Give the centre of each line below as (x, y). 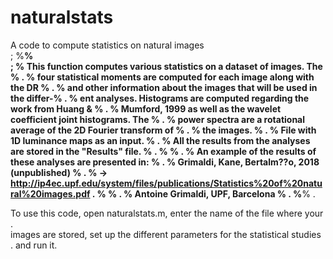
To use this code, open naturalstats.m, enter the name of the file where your (167, 213)
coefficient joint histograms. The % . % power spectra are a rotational (158, 119)
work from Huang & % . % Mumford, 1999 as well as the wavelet (146, 108)
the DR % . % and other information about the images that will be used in (164, 87)
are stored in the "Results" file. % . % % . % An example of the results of (163, 151)
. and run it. (34, 245)
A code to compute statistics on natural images (107, 45)
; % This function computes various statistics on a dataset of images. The (166, 66)
